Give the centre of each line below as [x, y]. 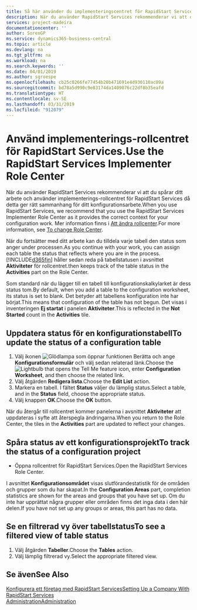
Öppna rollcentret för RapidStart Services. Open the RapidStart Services [101, 465]
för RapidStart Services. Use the [85, 151]
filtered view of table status [57, 536]
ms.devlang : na [25, 50]
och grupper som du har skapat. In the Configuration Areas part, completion [98, 489]
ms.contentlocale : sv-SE [36, 99]
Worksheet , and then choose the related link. [69, 375]
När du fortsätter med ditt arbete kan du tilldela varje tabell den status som [96, 241]
